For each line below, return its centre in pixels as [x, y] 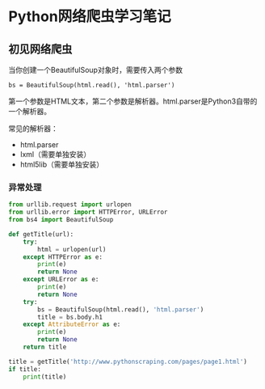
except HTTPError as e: [63, 257]
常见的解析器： [33, 129]
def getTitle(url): [41, 234]
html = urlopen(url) [72, 249]
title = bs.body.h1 [70, 317]
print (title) [45, 377]
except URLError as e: [61, 280]
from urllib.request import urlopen [70, 205]
